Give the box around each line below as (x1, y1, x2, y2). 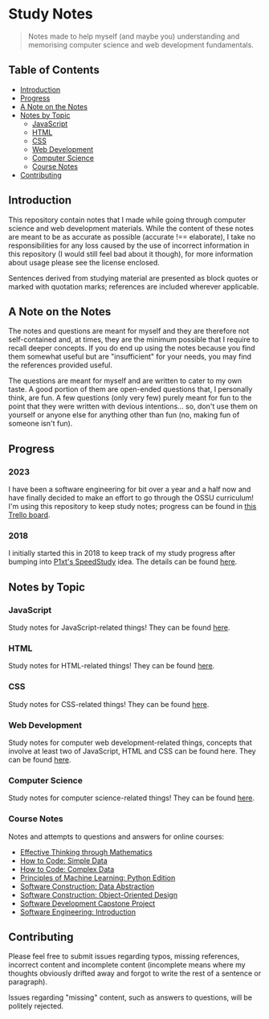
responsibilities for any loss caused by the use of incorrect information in (8, 240, 251, 250)
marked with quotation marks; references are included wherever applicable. (8, 281, 259, 291)
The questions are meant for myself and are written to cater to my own (8, 376, 243, 386)
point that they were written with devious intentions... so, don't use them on (8, 401, 259, 411)
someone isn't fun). (8, 419, 73, 429)
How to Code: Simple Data (19, 856, 108, 865)
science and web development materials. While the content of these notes (8, 223, 255, 233)
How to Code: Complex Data (19, 864, 115, 873)
